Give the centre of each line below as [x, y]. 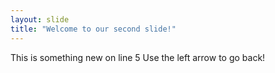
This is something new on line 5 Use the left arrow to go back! [138, 57]
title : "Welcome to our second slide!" [93, 29]
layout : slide [40, 19]
